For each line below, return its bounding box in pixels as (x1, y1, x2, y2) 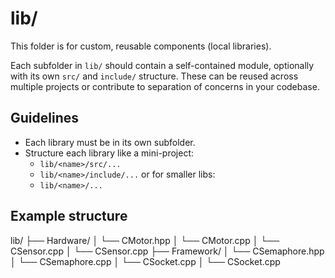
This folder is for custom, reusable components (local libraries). (10, 40, 272, 52)
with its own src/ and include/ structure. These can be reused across (10, 70, 299, 82)
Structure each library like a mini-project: (24, 147, 195, 159)
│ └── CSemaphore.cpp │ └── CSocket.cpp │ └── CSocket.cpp (10, 255, 281, 267)
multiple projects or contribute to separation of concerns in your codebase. (10, 80, 320, 92)
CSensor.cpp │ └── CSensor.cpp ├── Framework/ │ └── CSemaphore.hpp (10, 245, 325, 257)
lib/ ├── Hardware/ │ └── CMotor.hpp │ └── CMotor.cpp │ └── (10, 234, 280, 246)
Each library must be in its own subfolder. (24, 136, 196, 148)
